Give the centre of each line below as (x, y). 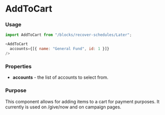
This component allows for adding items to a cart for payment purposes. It (82, 101)
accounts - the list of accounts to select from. (60, 77)
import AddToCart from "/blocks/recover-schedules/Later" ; (69, 35)
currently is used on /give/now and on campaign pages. (63, 107)
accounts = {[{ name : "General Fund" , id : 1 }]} (60, 49)
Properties (18, 66)
